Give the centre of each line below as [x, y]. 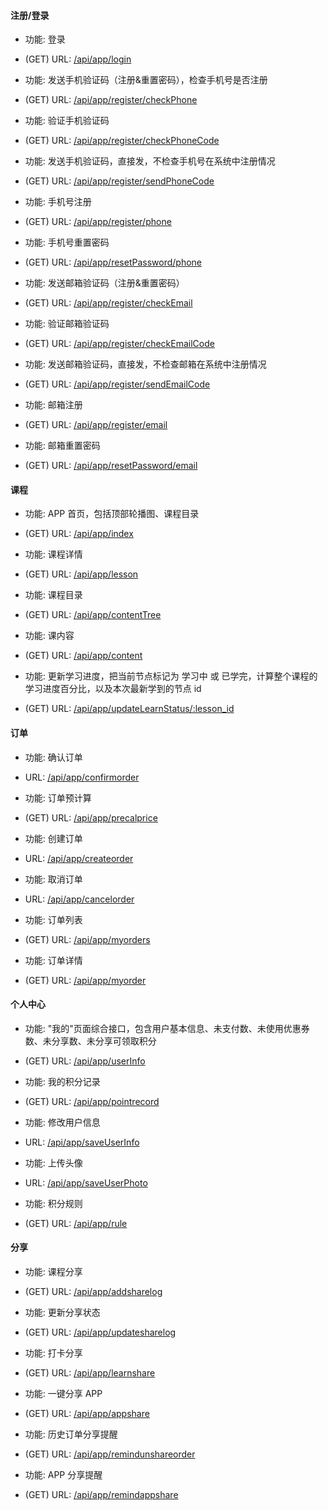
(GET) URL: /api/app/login [78, 59]
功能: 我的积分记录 [62, 1081]
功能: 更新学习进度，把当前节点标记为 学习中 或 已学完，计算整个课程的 [171, 676]
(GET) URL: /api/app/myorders [87, 939]
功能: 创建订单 [53, 838]
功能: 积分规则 [53, 1203]
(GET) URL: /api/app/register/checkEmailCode [119, 344]
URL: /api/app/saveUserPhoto [86, 1182]
